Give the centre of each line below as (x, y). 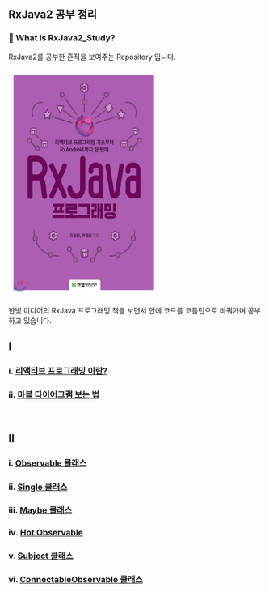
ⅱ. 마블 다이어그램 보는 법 (54, 394)
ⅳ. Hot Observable (46, 533)
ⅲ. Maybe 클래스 (40, 510)
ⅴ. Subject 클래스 (41, 556)
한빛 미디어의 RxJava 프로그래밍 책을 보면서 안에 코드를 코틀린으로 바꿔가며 (127, 310)
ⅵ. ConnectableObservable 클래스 (76, 580)
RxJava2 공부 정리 (53, 15)
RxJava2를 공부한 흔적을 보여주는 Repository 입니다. (92, 57)
